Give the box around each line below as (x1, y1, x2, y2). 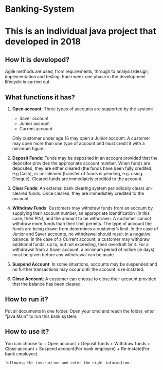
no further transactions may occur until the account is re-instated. (12, 267, 145, 272)
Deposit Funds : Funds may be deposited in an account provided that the (12, 155, 158, 161)
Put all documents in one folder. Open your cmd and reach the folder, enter (5, 308, 155, 314)
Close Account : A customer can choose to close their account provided (12, 276, 157, 282)
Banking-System (5, 3, 74, 15)
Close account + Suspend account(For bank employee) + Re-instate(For (5, 346, 150, 351)
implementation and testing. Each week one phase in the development (5, 74, 146, 80)
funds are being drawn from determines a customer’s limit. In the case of (12, 226, 158, 231)
